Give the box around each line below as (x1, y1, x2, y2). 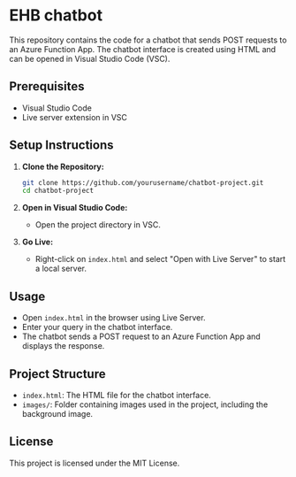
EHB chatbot (9, 5, 103, 26)
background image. (21, 408, 94, 419)
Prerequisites (9, 79, 85, 94)
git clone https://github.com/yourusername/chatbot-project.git (21, 178, 264, 187)
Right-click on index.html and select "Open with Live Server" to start (34, 254, 286, 265)
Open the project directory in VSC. (34, 219, 162, 230)
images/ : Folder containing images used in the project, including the (21, 399, 269, 410)
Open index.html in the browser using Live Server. (21, 312, 206, 323)
